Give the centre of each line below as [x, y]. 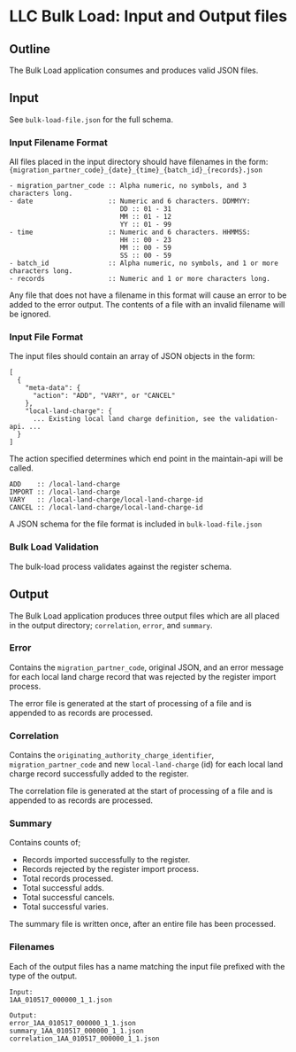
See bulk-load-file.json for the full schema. [91, 119]
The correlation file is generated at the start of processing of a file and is [141, 791]
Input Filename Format [58, 142]
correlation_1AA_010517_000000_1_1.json [85, 1039]
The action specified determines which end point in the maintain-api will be [146, 459]
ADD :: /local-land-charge [65, 485]
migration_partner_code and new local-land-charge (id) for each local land [146, 765]
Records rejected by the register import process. [110, 869]
